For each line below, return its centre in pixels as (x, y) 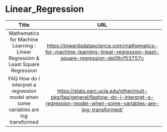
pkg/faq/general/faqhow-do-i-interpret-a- (102, 97)
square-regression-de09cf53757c (102, 58)
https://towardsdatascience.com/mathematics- (102, 46)
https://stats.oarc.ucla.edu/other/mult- (102, 91)
